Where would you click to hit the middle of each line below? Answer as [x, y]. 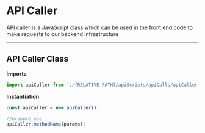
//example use [24, 119]
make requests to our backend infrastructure [63, 34]
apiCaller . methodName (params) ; [46, 124]
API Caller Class [38, 59]
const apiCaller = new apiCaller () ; [53, 107]
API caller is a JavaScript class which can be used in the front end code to [100, 27]
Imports [16, 73]
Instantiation [23, 96]
